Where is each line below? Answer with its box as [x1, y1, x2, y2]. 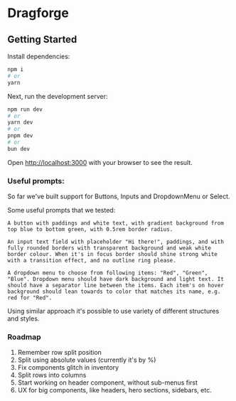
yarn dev [7, 119, 33, 126]
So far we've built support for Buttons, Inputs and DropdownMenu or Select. [7, 192, 230, 200]
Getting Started [7, 33, 77, 46]
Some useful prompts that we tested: [7, 206, 116, 215]
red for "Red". [7, 294, 53, 301]
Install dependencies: [7, 52, 70, 60]
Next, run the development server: [7, 92, 108, 100]
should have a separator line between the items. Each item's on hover [7, 282, 224, 289]
